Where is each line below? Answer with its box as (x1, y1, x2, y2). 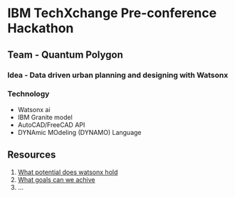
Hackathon (7, 20, 74, 36)
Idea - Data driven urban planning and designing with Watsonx (7, 70, 229, 80)
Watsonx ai (17, 105, 51, 113)
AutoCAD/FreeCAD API (17, 120, 85, 129)
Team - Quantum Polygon (7, 49, 123, 61)
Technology (7, 89, 50, 99)
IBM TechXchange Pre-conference (7, 5, 217, 21)
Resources (7, 148, 56, 161)
